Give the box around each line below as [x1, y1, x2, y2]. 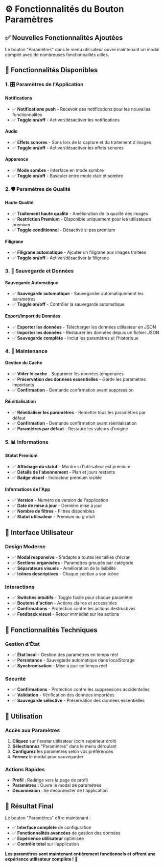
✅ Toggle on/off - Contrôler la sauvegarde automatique [12, 301, 125, 307]
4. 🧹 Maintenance [5, 348, 48, 355]
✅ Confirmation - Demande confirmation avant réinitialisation [12, 420, 137, 426]
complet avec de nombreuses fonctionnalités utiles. [5, 52, 109, 58]
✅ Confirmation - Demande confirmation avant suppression [12, 387, 134, 393]
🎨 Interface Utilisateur [5, 528, 73, 537]
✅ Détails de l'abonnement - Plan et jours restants [12, 469, 115, 475]
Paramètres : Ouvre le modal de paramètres [12, 782, 102, 788]
